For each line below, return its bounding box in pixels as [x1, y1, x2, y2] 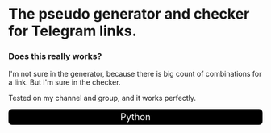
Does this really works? [8, 51, 102, 62]
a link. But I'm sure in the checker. [8, 77, 121, 87]
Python [120, 111, 151, 123]
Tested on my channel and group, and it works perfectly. [8, 94, 196, 103]
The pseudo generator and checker [8, 5, 250, 23]
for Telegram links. [8, 22, 137, 40]
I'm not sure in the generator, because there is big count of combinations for [8, 69, 262, 79]
